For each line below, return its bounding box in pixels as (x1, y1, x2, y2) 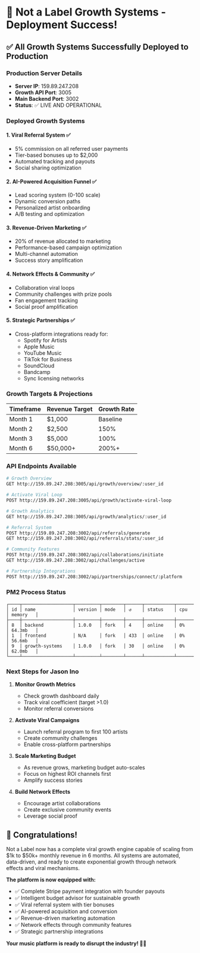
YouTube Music (23, 349, 62, 357)
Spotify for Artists (23, 336, 67, 344)
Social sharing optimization (14, 164, 82, 171)
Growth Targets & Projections (6, 389, 93, 398)
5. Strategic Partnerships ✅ (6, 317, 76, 324)
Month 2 (9, 425, 33, 433)
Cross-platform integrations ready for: (14, 330, 108, 338)
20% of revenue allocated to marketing (14, 238, 111, 245)
